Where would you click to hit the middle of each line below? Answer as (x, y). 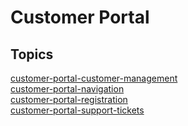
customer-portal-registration (69, 99)
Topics (32, 54)
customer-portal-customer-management (94, 78)
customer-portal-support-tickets (77, 110)
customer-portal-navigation (67, 89)
